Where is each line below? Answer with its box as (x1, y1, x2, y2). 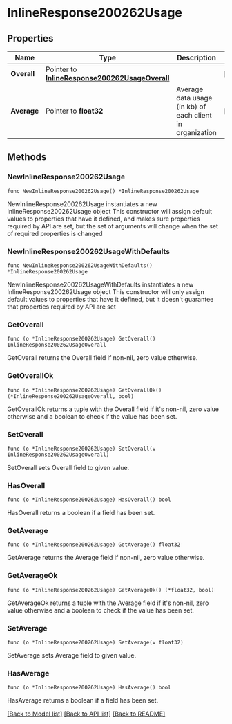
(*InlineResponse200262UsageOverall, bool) (7, 392, 135, 399)
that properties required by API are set (7, 302, 116, 311)
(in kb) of (175, 102, 206, 111)
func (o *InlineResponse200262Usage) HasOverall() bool (7, 496, 171, 503)
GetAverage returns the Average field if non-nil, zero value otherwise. (7, 554, 205, 562)
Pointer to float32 (45, 106, 104, 116)
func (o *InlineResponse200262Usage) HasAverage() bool (7, 684, 171, 691)
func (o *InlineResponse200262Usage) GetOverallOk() (7, 386, 162, 394)
